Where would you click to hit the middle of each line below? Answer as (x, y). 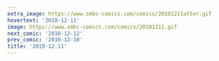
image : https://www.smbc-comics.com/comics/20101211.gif (92, 27)
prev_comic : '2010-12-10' (45, 40)
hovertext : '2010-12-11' (44, 20)
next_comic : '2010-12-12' (45, 33)
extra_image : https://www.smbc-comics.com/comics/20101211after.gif (109, 14)
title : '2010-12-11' (38, 46)
